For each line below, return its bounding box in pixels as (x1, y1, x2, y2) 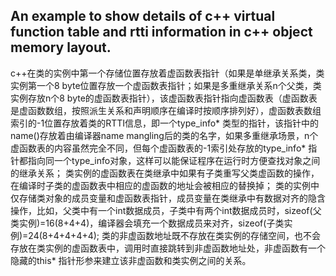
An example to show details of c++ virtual (10, 8, 276, 25)
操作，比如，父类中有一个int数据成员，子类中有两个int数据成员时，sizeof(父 (10, 204, 322, 216)
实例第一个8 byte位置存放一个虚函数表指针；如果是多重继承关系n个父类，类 (10, 79, 322, 91)
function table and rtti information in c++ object (10, 24, 313, 41)
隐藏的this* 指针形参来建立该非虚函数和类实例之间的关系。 (10, 254, 252, 266)
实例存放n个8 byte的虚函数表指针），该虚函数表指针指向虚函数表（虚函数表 (10, 92, 318, 104)
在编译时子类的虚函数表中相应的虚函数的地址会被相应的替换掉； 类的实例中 (10, 179, 320, 191)
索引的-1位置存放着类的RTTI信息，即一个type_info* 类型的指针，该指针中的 (10, 117, 320, 129)
